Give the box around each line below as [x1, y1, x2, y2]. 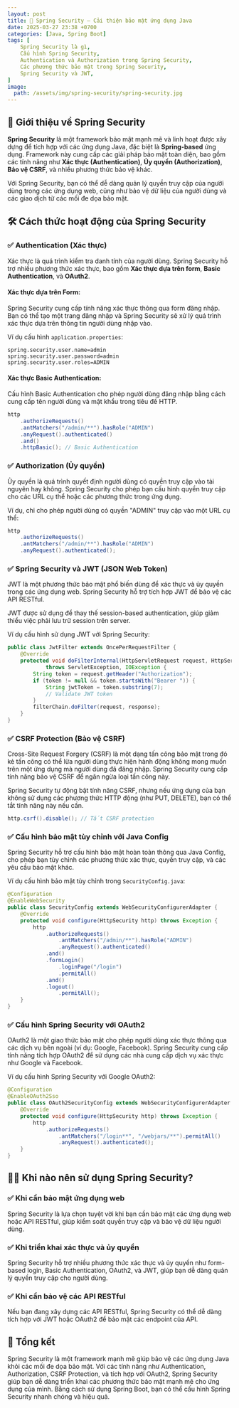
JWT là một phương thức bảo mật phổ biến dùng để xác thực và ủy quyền [7, 580, 224, 589]
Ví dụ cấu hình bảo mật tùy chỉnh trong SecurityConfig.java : [7, 877, 186, 885]
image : [7, 83, 27, 90]
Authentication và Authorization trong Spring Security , [20, 57, 193, 64]
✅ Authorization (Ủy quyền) [7, 461, 105, 471]
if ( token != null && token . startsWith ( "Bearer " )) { [33, 677, 196, 684]
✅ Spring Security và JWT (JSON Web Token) [7, 564, 169, 573]
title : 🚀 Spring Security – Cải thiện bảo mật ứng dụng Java [7, 17, 193, 24]
